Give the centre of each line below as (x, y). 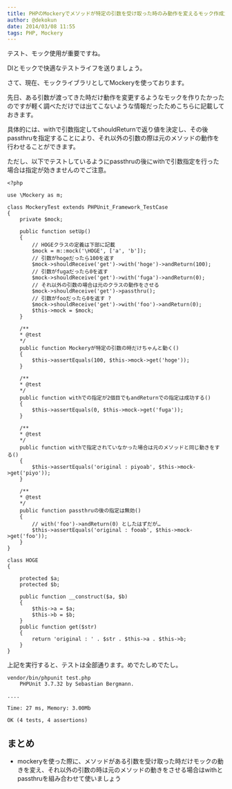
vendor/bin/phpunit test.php (49, 678)
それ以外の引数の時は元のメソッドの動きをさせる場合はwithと (135, 770)
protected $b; (40, 585)
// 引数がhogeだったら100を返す (73, 259)
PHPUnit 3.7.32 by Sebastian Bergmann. (77, 684)
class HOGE (23, 561)
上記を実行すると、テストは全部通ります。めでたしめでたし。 (95, 665)
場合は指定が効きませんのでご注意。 (59, 170)
